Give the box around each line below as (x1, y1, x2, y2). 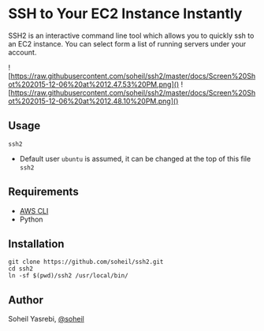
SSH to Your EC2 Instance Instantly (8, 5, 243, 23)
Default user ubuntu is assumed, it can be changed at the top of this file (19, 154, 251, 163)
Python (19, 214, 43, 224)
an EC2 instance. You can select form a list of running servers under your (8, 39, 247, 48)
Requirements (8, 185, 79, 199)
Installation (8, 237, 65, 251)
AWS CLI (19, 206, 49, 215)
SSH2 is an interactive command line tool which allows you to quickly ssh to (8, 31, 255, 40)
